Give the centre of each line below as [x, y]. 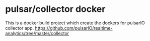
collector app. [20, 28]
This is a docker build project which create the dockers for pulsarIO [75, 23]
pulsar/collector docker [55, 9]
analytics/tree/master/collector [37, 33]
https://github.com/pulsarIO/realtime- [74, 28]
